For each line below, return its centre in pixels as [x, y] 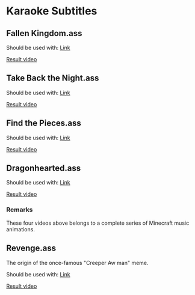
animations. [20, 229]
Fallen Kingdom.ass [44, 33]
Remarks [20, 210]
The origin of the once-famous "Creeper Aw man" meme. [77, 263]
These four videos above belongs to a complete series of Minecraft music [98, 223]
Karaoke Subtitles [52, 11]
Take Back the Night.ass [53, 78]
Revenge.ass [31, 248]
